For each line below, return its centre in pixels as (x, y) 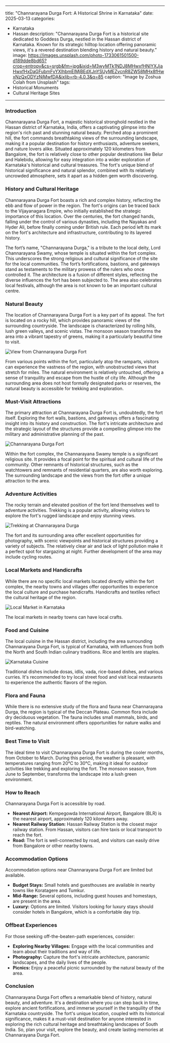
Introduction (21, 111)
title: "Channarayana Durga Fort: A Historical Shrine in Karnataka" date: (79, 13)
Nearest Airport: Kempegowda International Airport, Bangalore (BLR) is (87, 813)
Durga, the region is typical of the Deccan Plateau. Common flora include (81, 712)
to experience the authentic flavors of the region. (56, 682)
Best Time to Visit (27, 741)
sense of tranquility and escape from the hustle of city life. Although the (80, 377)
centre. (13, 291)
